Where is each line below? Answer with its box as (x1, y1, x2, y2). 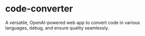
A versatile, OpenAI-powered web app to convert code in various (5, 19, 140, 25)
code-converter (5, 3, 73, 14)
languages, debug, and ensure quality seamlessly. (5, 24, 109, 30)
